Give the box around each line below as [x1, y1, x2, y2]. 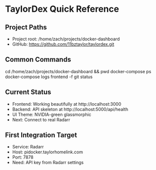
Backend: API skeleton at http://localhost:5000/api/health [12, 106, 129, 112]
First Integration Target [5, 131, 78, 140]
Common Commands [5, 56, 71, 64]
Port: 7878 [12, 154, 33, 160]
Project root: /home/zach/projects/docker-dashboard [12, 36, 120, 42]
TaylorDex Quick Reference [5, 3, 119, 15]
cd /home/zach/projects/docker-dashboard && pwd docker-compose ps [5, 68, 152, 74]
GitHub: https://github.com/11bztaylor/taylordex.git [12, 41, 114, 47]
